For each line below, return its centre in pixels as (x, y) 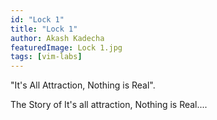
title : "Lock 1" (44, 29)
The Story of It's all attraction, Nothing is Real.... (109, 105)
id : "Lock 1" (37, 19)
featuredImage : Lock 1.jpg (66, 47)
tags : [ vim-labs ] (46, 57)
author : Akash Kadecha (57, 38)
